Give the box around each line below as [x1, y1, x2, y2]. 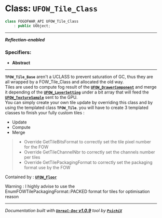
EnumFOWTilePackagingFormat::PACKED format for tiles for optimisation [5, 188, 150, 194]
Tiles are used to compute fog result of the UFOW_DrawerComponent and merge [5, 84, 157, 90]
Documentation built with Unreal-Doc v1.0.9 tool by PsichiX [5, 207, 122, 213]
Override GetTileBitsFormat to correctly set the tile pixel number [24, 139, 151, 144]
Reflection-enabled [5, 37, 45, 43]
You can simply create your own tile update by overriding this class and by [5, 99, 153, 105]
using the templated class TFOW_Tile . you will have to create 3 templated [5, 105, 148, 110]
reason [5, 193, 19, 199]
